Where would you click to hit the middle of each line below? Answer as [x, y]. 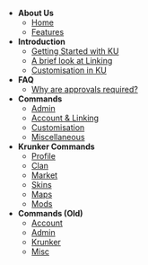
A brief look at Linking [72, 61]
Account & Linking [65, 118]
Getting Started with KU [75, 51]
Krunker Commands [57, 146]
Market [44, 175]
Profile [44, 156]
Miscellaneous [58, 137]
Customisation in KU [69, 70]
